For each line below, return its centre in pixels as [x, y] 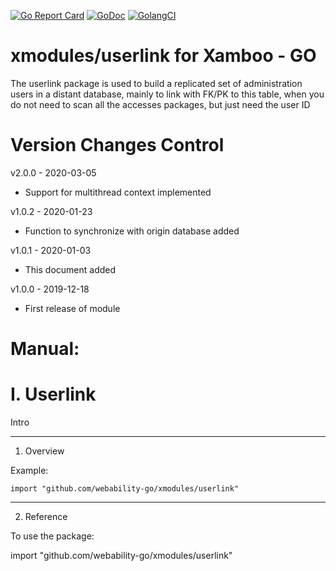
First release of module [72, 308]
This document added [70, 269]
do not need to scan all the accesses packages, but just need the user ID [160, 104]
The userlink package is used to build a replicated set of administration [156, 83]
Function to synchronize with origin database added [132, 231]
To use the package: [52, 536]
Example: [29, 470]
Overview [44, 451]
